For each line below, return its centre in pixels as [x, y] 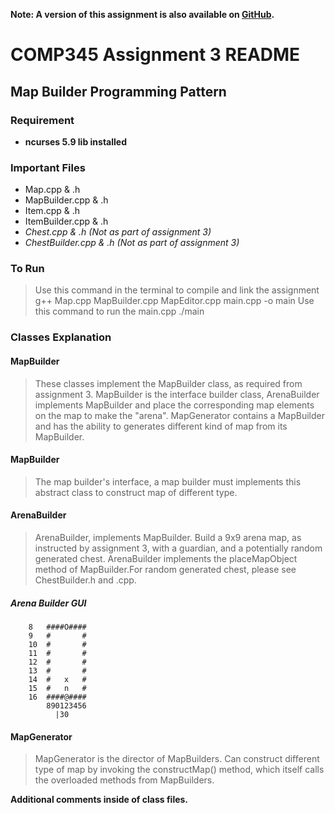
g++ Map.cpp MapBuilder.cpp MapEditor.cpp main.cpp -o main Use [174, 301]
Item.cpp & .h [52, 211]
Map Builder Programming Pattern [118, 91]
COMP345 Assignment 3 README [155, 55]
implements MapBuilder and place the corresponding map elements [174, 405]
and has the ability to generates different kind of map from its [161, 426]
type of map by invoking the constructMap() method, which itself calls [179, 770]
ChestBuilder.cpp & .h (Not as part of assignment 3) [132, 243]
